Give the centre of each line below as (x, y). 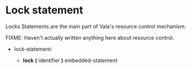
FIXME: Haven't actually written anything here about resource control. (90, 37)
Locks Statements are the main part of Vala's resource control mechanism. (96, 26)
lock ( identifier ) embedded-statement (70, 60)
